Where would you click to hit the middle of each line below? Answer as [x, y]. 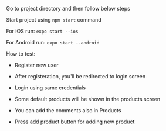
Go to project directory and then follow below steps [68, 8]
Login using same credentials [50, 88]
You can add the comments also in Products [68, 110]
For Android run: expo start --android [53, 42]
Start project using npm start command [54, 20]
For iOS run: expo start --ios [42, 31]
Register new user [36, 65]
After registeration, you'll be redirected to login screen [80, 76]
